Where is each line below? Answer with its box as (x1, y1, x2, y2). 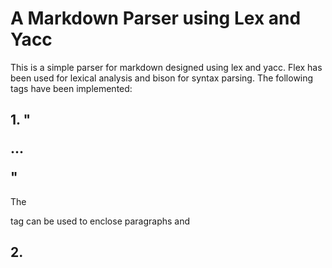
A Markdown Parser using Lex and (10, 7, 302, 30)
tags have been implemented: (10, 82, 133, 94)
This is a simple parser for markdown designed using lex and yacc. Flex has (10, 61, 323, 73)
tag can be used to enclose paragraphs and (10, 215, 191, 227)
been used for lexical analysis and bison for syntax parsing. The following (10, 72, 314, 84)
